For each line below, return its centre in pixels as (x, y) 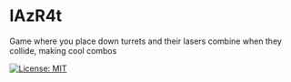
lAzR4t (36, 16)
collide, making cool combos (63, 50)
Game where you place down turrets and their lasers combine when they (145, 41)
